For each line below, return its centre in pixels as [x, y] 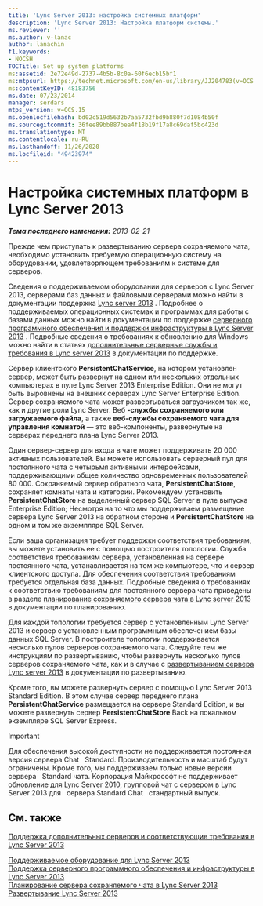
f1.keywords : [29, 52]
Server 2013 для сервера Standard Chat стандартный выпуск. [114, 793]
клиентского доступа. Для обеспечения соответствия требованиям [122, 574]
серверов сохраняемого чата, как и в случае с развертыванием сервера [131, 664]
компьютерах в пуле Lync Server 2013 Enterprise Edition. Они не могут [125, 385]
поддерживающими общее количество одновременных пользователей [128, 475]
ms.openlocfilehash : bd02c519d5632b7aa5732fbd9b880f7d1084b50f [113, 118]
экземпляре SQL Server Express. [63, 721]
